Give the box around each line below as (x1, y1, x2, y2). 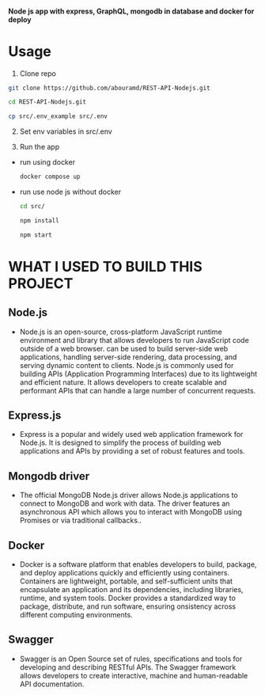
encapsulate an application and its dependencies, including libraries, (19, 585, 244, 594)
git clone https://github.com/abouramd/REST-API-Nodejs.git (8, 84, 211, 92)
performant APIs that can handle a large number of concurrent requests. (19, 385, 256, 395)
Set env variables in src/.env (19, 127, 112, 136)
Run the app (19, 142, 60, 152)
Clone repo (19, 68, 57, 78)
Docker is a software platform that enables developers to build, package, (19, 560, 257, 569)
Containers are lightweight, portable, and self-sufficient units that (19, 576, 233, 586)
